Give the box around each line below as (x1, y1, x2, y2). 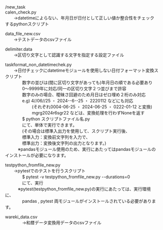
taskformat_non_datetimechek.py (5, 62, 72, 67)
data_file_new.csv (5, 31, 41, 36)
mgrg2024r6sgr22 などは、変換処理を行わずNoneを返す (31, 110, 145, 115)
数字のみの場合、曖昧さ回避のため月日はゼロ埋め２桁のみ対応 (21, 92, 146, 98)
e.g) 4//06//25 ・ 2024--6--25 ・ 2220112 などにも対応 (21, 98, 134, 103)
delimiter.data (5, 46, 33, 52)
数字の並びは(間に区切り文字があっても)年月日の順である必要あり (21, 80, 153, 85)
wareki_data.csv (5, 214, 38, 220)
